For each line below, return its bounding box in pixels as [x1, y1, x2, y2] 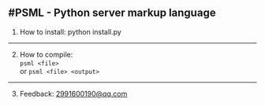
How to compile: [19, 49, 73, 59]
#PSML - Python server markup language [8, 6, 216, 20]
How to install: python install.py [19, 27, 122, 36]
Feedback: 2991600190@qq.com [19, 89, 128, 98]
